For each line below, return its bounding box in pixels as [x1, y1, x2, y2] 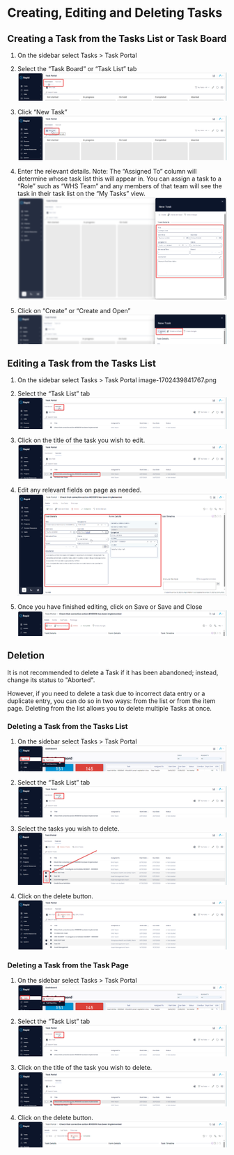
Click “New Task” [17, 107, 68, 116]
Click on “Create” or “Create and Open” [17, 306, 131, 315]
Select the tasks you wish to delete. [17, 824, 120, 833]
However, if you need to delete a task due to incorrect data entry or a [7, 689, 205, 697]
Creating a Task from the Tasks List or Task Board [7, 33, 227, 45]
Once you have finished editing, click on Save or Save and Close [17, 603, 203, 611]
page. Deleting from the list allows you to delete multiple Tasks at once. [7, 704, 212, 712]
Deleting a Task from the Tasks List [7, 721, 128, 731]
